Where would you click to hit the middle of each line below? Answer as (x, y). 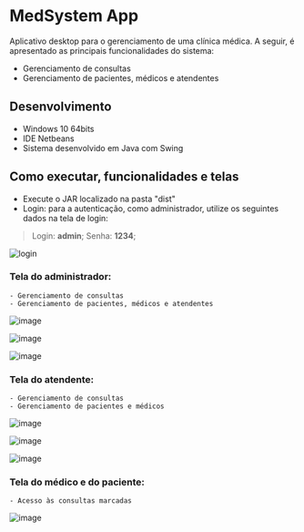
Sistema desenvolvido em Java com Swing (103, 148)
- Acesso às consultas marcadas (71, 501)
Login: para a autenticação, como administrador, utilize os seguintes (151, 208)
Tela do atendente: (51, 379)
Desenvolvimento (61, 107)
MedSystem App (74, 16)
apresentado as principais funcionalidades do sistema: (112, 50)
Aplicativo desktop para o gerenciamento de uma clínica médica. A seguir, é (152, 41)
